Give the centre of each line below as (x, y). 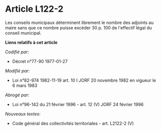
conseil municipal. (23, 33)
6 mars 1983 (25, 85)
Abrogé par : (17, 95)
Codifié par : (17, 52)
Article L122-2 (34, 9)
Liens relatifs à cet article (31, 42)
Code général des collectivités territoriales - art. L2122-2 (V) (73, 123)
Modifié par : (18, 71)
